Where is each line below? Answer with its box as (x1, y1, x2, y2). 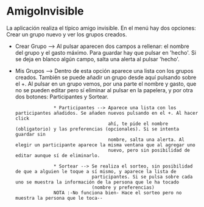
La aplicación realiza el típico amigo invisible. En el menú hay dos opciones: (6, 24, 196, 32)
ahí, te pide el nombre (108, 120, 169, 127)
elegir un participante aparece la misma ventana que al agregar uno (15, 141, 196, 148)
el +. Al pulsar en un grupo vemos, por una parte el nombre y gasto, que (15, 80, 197, 87)
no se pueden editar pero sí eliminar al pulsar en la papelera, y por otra (15, 86, 193, 93)
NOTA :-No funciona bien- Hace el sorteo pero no (54, 189, 182, 195)
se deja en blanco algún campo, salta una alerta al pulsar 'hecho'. (15, 55, 180, 63)
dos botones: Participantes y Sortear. (15, 93, 108, 100)
